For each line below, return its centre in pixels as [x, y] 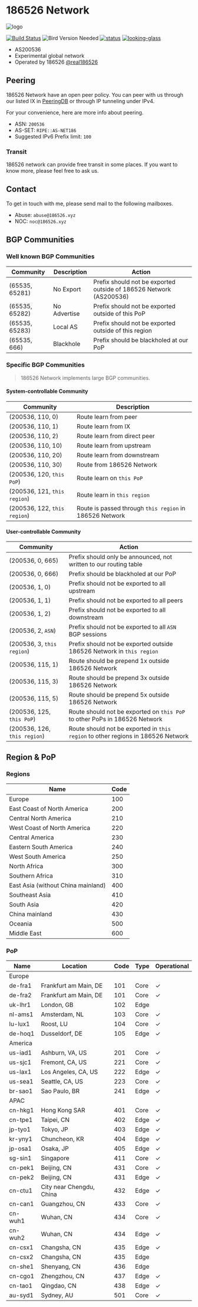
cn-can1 [22, 1204]
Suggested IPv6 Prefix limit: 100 [53, 136]
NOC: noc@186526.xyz [40, 221]
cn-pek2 [22, 1177]
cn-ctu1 [21, 1191]
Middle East [25, 933]
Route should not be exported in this [120, 729]
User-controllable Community [44, 531]
